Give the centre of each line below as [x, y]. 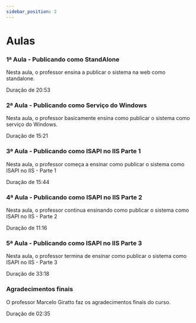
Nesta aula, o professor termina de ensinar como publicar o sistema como [97, 256]
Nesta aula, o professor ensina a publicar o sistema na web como [86, 72]
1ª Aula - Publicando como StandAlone [63, 59]
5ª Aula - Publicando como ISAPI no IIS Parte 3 [74, 243]
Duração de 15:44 [28, 182]
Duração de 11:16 [27, 228]
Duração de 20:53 [28, 90]
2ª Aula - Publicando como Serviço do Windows [76, 105]
